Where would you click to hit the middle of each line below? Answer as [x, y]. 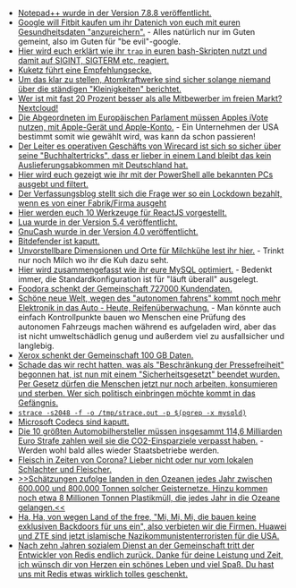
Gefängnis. [38, 403]
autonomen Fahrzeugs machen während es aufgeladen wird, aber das [147, 327]
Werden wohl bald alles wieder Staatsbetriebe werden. [118, 450]
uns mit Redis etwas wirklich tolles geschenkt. [102, 574]
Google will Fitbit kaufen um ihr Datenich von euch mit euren [129, 22]
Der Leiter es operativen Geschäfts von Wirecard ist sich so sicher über [149, 146]
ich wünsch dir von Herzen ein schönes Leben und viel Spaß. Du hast [146, 564]
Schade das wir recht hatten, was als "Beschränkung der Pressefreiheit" [151, 365]
